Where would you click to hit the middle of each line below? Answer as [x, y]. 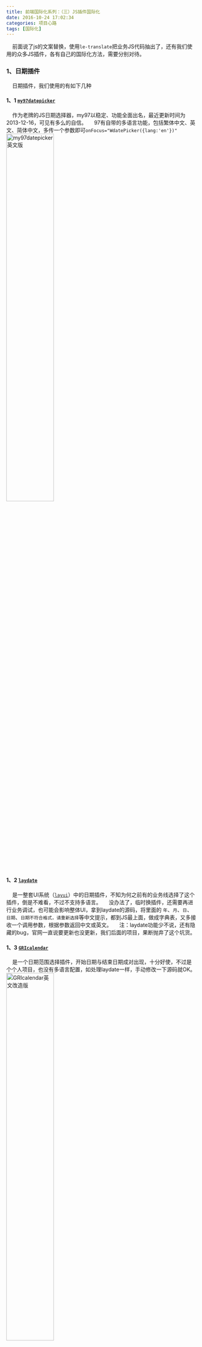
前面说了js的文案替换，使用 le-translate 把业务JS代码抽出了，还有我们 [99, 46]
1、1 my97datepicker [31, 101]
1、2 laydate [22, 880]
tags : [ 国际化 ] [24, 29]
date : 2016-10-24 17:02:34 [40, 17]
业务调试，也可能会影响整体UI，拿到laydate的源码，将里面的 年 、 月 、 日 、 [102, 910]
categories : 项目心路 [32, 23]
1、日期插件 [23, 71]
